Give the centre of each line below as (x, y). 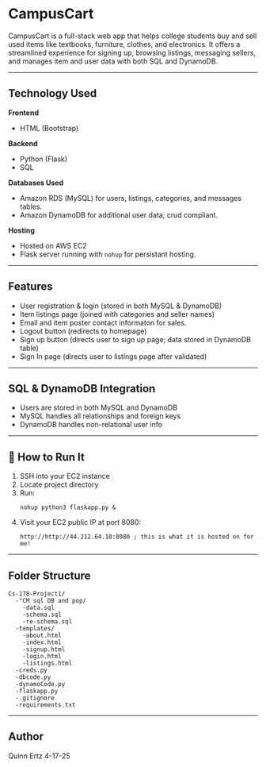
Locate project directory (59, 484)
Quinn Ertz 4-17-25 (39, 756)
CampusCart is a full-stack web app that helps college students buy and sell (133, 36)
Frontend (24, 113)
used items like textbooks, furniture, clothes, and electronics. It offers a (124, 44)
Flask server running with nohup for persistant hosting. (108, 254)
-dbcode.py (33, 677)
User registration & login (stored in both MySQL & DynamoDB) (121, 306)
